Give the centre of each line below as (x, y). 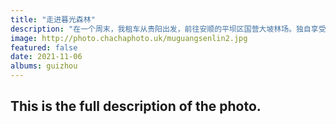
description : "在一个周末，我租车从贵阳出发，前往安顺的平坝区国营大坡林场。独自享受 (168, 29)
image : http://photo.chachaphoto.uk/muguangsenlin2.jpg (129, 38)
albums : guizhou (44, 66)
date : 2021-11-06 (46, 57)
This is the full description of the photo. (136, 106)
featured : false (44, 47)
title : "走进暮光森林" (53, 19)
